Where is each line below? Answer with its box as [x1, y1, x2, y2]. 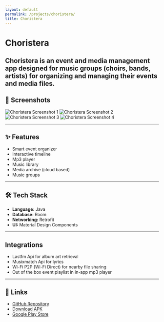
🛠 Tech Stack [5, 191, 48, 199]
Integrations [5, 241, 43, 249]
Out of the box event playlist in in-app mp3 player [12, 269, 112, 275]
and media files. [5, 79, 55, 88]
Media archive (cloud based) [12, 166, 70, 172]
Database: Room [12, 212, 47, 218]
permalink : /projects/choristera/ [5, 12, 76, 17]
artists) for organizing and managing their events [5, 72, 158, 80]
